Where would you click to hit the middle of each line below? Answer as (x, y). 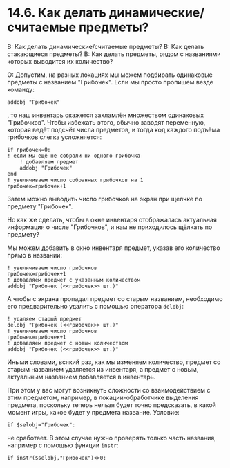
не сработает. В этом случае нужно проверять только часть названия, (112, 438)
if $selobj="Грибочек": (41, 425)
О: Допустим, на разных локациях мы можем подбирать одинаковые (110, 75)
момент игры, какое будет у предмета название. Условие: (93, 412)
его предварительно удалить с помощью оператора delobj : (96, 306)
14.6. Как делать (57, 13)
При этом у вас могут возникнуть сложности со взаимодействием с (109, 390)
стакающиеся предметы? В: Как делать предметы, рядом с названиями (114, 54)
